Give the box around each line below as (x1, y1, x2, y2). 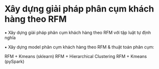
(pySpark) (4, 58, 25, 64)
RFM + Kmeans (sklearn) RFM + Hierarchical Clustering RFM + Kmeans (4, 53, 147, 59)
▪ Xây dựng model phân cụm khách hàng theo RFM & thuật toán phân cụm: (4, 44, 155, 50)
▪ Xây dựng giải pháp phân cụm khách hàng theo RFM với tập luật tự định (4, 29, 151, 35)
